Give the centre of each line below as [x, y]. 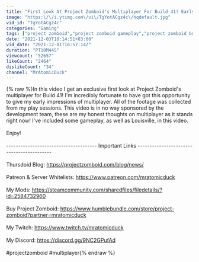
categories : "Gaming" [33, 28]
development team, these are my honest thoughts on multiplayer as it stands [99, 114]
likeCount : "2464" [29, 61]
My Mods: [18, 190]
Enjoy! [14, 133]
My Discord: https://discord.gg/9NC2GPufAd [61, 240]
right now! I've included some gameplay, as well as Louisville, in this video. [97, 121]
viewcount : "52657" [30, 56]
